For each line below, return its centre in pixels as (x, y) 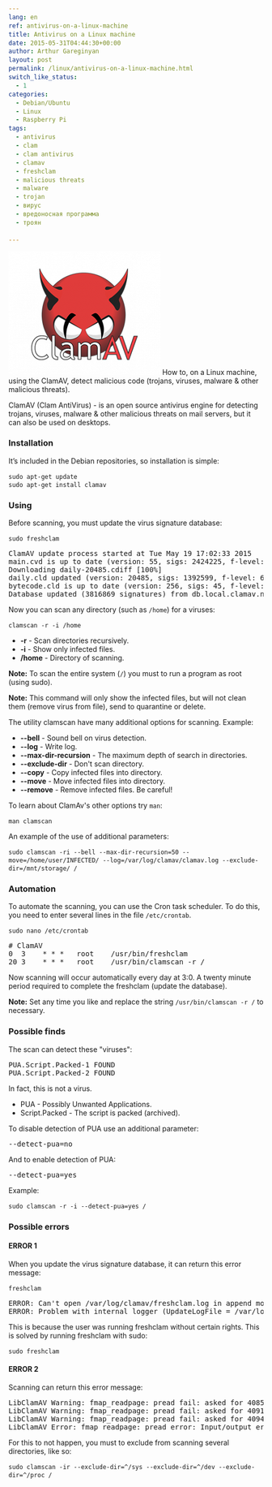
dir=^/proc (27, 1476)
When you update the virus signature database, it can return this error (125, 1264)
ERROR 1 (23, 1246)
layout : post (30, 60)
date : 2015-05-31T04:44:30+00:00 (65, 43)
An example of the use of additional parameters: (89, 837)
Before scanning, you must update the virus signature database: (115, 523)
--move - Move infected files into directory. (93, 781)
